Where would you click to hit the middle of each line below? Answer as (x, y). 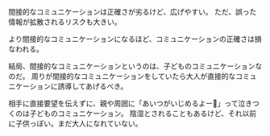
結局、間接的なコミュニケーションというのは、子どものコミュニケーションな (135, 66)
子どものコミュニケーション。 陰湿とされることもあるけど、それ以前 (143, 113)
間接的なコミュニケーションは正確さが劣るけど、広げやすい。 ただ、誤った (133, 12)
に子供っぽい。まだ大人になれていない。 (75, 124)
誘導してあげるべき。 (93, 86)
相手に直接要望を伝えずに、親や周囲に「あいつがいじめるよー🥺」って (124, 103)
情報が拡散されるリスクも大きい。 (65, 22)
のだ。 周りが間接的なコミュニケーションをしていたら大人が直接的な (122, 76)
